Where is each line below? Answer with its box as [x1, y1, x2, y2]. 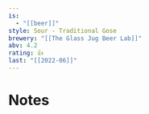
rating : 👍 [8, 49, 44, 57]
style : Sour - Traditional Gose [8, 26, 117, 35]
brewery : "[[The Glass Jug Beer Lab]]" [8, 34, 143, 43]
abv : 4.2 [8, 42, 38, 50]
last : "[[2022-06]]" [8, 57, 78, 65]
